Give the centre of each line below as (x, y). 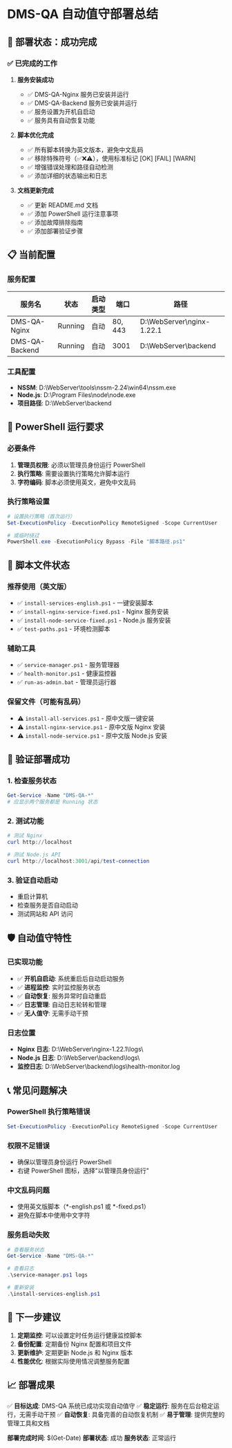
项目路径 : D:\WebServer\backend (64, 403)
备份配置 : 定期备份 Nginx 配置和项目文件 (75, 1344)
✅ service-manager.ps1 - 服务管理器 (68, 665)
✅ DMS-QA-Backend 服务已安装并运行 (82, 103)
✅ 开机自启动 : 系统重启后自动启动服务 (71, 978)
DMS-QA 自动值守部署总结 (83, 14)
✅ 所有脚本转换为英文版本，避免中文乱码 (85, 149)
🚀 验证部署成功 (39, 759)
